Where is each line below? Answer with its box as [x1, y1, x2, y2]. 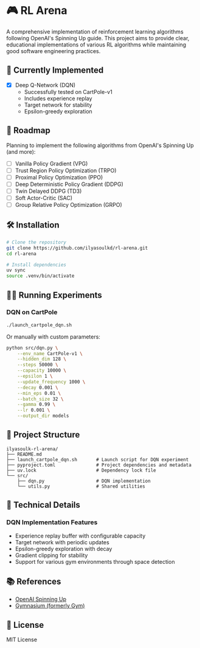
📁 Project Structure [6, 430, 80, 440]
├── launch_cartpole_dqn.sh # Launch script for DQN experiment [6, 456, 189, 463]
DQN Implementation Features [6, 518, 98, 527]
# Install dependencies [6, 262, 67, 268]
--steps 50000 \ [17, 362, 59, 368]
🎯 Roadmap [6, 125, 50, 136]
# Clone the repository [6, 239, 67, 245]
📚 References [6, 576, 61, 586]
